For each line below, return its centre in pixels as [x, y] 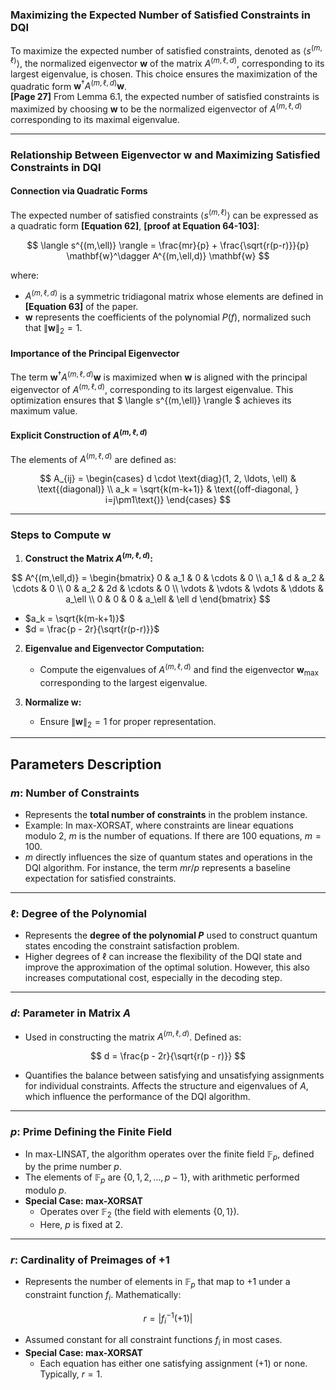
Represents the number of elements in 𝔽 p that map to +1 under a [157, 1283]
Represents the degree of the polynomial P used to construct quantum [171, 935]
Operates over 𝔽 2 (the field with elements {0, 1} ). [139, 1213]
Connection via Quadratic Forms [79, 191]
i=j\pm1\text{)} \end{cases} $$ [168, 500]
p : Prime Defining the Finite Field [91, 1132]
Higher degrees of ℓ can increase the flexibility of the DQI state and [163, 957]
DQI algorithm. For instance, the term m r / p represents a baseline [157, 868]
